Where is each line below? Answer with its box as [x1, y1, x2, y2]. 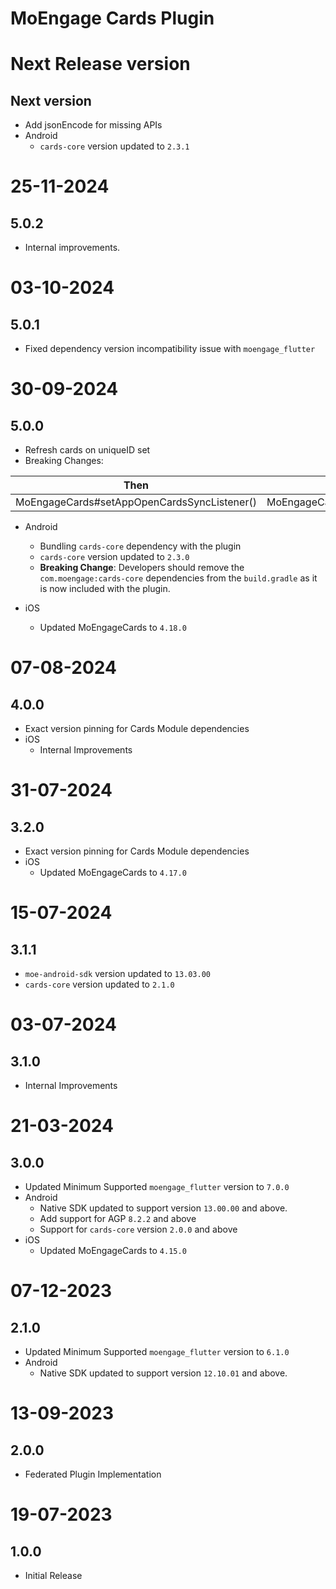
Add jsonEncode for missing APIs [24, 119, 163, 131]
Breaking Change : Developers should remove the [39, 562, 245, 574]
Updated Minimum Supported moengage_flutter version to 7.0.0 [24, 1181, 290, 1193]
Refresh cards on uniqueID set [24, 444, 151, 456]
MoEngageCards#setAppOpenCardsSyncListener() [15, 495, 257, 509]
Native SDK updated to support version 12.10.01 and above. [39, 1367, 288, 1379]
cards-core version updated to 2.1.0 [24, 978, 175, 991]
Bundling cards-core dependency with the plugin [39, 540, 242, 552]
